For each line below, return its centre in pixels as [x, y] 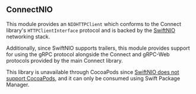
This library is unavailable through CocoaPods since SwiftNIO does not [93, 72]
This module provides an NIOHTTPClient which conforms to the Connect [94, 24]
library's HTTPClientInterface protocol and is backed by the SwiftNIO [91, 30]
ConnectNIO [30, 10]
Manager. [18, 85]
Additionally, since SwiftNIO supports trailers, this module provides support [98, 48]
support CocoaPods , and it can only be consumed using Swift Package [93, 78]
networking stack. [28, 36]
